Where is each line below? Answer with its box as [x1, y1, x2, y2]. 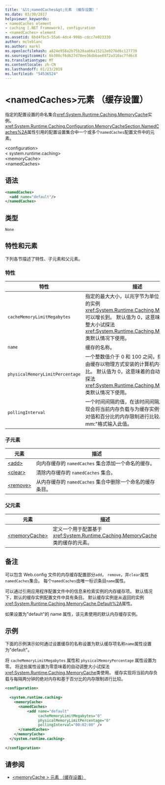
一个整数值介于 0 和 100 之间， [85, 353, 158, 360]
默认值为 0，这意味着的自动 [96, 368, 161, 375]
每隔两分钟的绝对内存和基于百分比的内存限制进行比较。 [13, 676, 126, 682]
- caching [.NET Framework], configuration [5, 26, 96, 31]
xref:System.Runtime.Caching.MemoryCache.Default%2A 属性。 [5, 600, 135, 606]
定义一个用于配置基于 [53, 525, 102, 532]
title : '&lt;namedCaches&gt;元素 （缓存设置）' [5, 7, 98, 12]
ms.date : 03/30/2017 [5, 12, 48, 17]
